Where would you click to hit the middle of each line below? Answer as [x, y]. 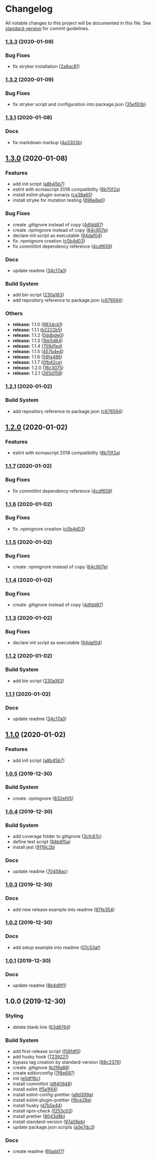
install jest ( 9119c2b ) [34, 847]
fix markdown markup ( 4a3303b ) [47, 142]
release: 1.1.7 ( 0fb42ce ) [37, 362]
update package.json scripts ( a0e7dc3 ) [54, 1127]
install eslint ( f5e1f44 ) [35, 1089]
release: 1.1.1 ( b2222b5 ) [37, 330]
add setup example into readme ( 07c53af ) [56, 947]
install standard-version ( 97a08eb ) [49, 1121]
